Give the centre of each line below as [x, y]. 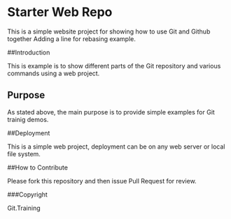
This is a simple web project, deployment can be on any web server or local [116, 146]
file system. [24, 153]
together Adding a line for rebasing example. [72, 38]
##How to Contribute [38, 167]
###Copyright [27, 194]
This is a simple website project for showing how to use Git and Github [109, 31]
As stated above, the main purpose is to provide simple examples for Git [111, 112]
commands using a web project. [54, 73]
